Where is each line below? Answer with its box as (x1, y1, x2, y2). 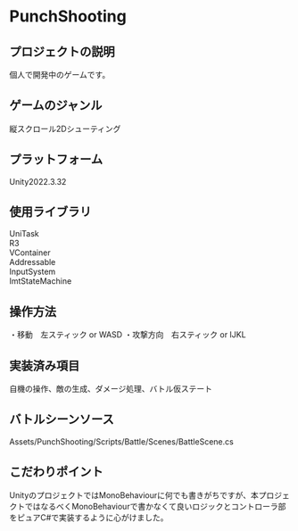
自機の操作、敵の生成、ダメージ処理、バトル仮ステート (9, 384, 212, 394)
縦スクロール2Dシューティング (9, 123, 121, 134)
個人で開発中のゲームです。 (9, 70, 111, 79)
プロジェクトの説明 (9, 44, 115, 59)
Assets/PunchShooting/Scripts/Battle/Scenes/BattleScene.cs (9, 436, 234, 447)
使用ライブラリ (9, 204, 92, 220)
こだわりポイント (9, 464, 103, 479)
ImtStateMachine (9, 276, 72, 286)
